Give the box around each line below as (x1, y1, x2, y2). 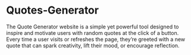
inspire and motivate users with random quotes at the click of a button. (6, 29, 179, 36)
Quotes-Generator (6, 4, 99, 17)
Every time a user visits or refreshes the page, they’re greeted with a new (6, 35, 186, 43)
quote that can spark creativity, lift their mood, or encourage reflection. (6, 42, 180, 49)
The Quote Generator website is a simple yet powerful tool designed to (6, 23, 179, 30)
